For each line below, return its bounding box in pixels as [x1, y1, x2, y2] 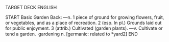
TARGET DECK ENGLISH [5, 5, 57, 10]
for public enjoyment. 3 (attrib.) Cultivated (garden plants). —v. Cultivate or [5, 25, 163, 31]
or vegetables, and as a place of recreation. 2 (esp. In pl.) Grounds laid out [5, 20, 162, 26]
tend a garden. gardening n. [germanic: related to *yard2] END [5, 31, 138, 37]
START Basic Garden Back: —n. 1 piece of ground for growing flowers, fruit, [5, 14, 164, 20]
